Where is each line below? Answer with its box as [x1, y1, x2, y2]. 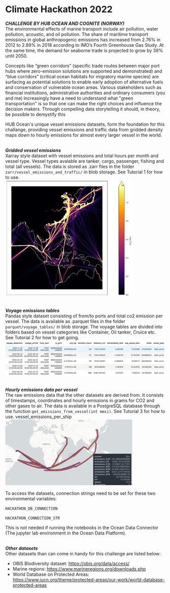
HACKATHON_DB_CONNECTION [5, 506, 58, 512]
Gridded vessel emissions [5, 147, 61, 153]
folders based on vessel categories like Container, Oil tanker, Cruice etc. [5, 329, 156, 335]
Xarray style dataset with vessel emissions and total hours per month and [5, 153, 159, 159]
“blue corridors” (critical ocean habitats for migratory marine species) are [5, 73, 159, 79]
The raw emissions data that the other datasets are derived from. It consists [5, 392, 164, 398]
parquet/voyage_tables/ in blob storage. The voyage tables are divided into [5, 324, 163, 330]
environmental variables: [5, 496, 57, 502]
